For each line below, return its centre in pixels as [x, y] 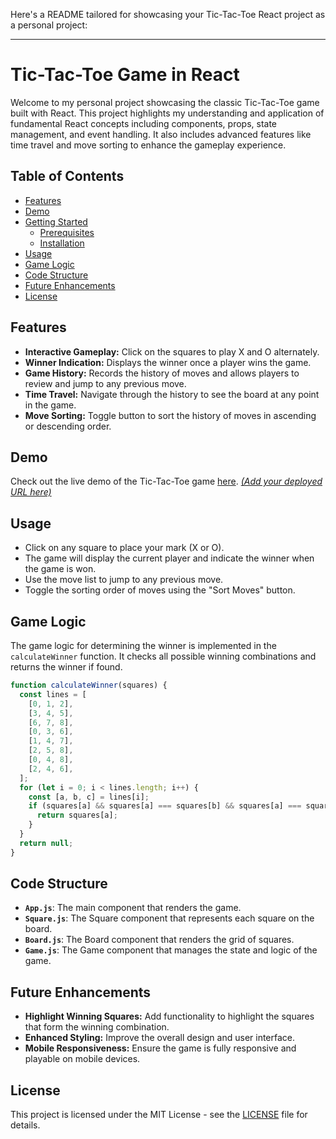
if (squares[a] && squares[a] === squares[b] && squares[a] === [165, 806]
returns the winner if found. [66, 667]
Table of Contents [67, 176]
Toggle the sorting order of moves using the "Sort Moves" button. [160, 590]
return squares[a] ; [77, 815]
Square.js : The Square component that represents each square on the [169, 918]
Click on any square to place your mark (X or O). [124, 548]
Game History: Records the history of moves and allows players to [162, 373]
